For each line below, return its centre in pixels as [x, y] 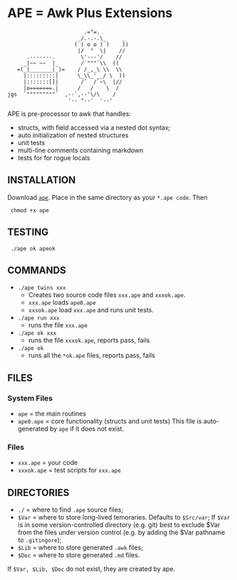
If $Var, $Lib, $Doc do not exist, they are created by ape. [91, 569]
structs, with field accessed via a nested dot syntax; [94, 127]
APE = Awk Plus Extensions [90, 13]
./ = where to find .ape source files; [70, 510]
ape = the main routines [52, 413]
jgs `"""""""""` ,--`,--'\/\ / [62, 94]
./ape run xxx [38, 318]
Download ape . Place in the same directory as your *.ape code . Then [107, 197]
